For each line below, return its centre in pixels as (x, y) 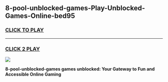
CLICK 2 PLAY (22, 49)
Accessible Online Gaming (33, 74)
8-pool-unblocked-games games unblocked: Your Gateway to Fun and (80, 69)
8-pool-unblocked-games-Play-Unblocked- (75, 8)
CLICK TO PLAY (24, 30)
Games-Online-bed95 (40, 16)
